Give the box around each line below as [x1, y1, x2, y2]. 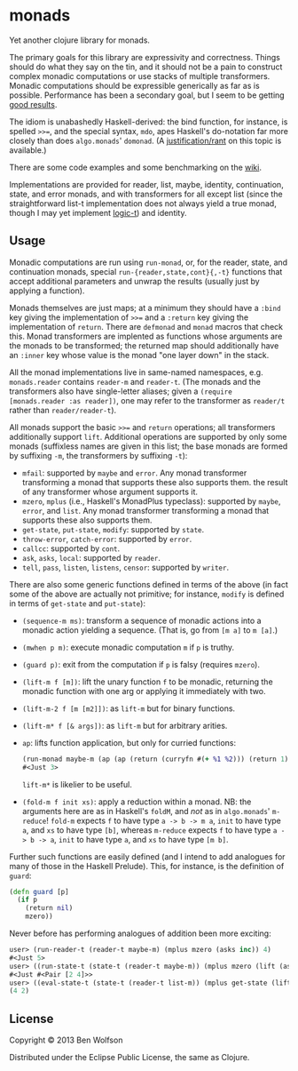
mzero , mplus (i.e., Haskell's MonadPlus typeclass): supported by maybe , [21, 495, 281, 507]
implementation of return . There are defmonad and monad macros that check [9, 321, 284, 332]
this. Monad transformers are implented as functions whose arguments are [9, 331, 283, 341]
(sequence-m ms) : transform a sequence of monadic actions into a [21, 615, 262, 626]
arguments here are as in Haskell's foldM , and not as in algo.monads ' [21, 805, 271, 816]
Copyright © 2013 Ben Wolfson [9, 1035, 123, 1045]
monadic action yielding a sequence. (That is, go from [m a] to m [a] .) [21, 624, 278, 635]
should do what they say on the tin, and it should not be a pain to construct [9, 61, 283, 72]
